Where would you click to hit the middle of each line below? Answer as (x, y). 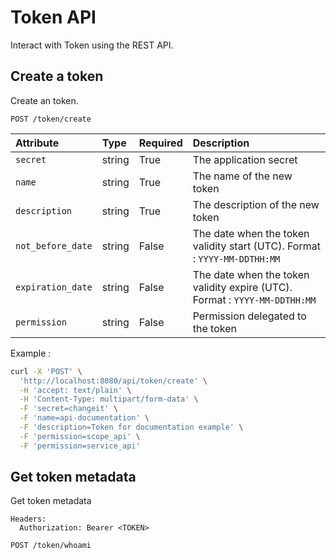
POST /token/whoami (51, 546)
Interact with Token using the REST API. (92, 45)
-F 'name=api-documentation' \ (84, 418)
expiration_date (54, 287)
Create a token (57, 76)
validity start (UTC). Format (256, 246)
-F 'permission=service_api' (80, 446)
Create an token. (44, 100)
